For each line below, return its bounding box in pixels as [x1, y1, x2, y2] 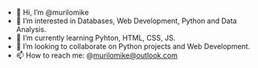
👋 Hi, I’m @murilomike [15, 8, 89, 17]
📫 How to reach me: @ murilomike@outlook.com [15, 50, 178, 60]
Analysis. [15, 25, 47, 34]
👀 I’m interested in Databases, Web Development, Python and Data [15, 16, 237, 26]
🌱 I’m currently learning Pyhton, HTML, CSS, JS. [15, 33, 176, 42]
